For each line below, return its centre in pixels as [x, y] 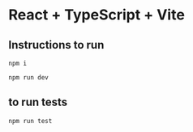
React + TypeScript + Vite [96, 15]
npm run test [30, 121]
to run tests [38, 102]
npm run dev [28, 78]
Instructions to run [56, 45]
